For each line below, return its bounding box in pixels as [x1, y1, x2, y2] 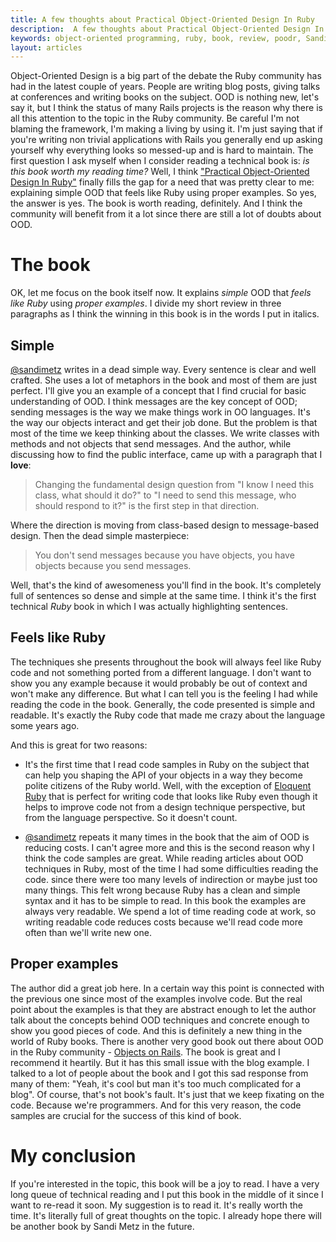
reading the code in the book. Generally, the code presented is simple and [10, 698, 316, 710]
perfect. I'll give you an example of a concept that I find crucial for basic [10, 385, 307, 396]
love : [10, 459, 32, 471]
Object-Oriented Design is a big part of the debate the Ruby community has [10, 70, 322, 82]
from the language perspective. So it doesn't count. [24, 811, 238, 823]
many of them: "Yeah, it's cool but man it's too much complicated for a [10, 1077, 302, 1090]
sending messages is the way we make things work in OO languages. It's [10, 406, 311, 418]
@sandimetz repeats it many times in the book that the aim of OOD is [24, 831, 310, 843]
